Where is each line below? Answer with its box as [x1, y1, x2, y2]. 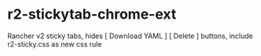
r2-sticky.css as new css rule [7, 39, 102, 48]
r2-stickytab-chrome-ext [7, 5, 177, 23]
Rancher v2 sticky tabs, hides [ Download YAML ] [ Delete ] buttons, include [7, 31, 253, 40]
